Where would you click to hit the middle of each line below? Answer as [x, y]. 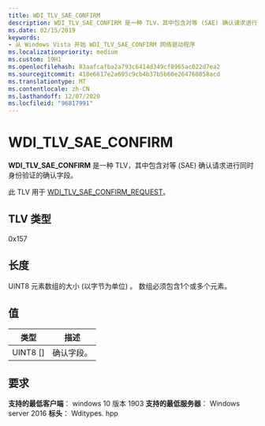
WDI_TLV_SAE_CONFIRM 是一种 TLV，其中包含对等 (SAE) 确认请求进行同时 [131, 166]
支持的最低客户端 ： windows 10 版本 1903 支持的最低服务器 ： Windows [124, 404]
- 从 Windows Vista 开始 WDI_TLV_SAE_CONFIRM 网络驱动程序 [102, 45]
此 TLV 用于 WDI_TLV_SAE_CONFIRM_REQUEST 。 [89, 192]
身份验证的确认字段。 [43, 175]
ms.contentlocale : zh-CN [49, 89]
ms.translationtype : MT [47, 81]
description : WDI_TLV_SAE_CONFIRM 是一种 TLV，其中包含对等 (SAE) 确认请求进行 [133, 23]
